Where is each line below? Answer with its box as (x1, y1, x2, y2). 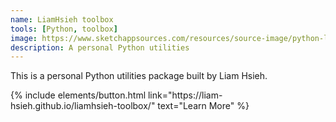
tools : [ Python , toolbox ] (10, 24, 118, 34)
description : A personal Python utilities (10, 42, 190, 53)
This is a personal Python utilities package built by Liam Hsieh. (10, 70, 268, 82)
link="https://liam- (147, 89, 223, 101)
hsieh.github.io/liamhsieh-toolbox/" (10, 100, 156, 112)
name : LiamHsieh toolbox (10, 14, 114, 25)
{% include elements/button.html (10, 89, 147, 101)
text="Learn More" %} (157, 100, 250, 112)
